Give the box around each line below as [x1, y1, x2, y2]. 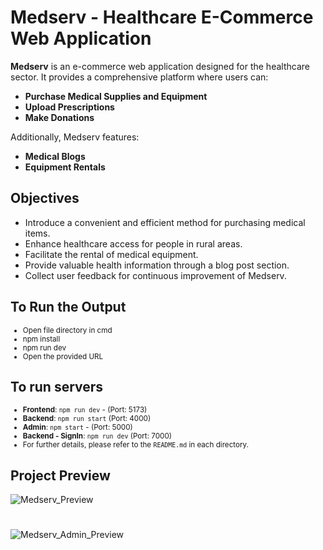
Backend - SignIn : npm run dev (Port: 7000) [22, 431, 173, 441]
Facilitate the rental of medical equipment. [24, 248, 199, 260]
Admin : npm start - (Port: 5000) [22, 422, 133, 433]
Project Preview [10, 467, 111, 484]
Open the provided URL [22, 351, 104, 361]
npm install [22, 334, 61, 344]
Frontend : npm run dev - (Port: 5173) [22, 405, 148, 415]
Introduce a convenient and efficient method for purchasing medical [24, 216, 306, 228]
